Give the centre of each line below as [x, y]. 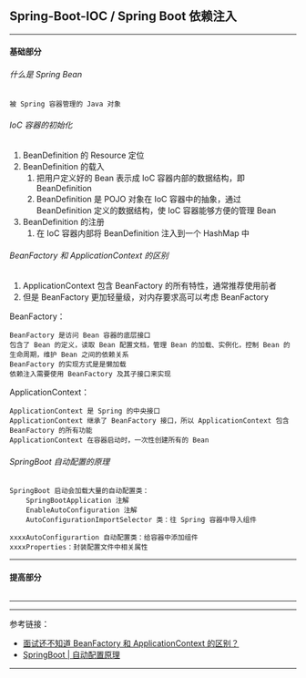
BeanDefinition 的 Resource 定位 [83, 155]
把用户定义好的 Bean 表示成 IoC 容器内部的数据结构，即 [141, 178]
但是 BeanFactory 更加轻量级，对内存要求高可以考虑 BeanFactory [145, 297]
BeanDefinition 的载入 [63, 166]
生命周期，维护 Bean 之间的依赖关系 [69, 355]
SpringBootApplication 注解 [77, 501]
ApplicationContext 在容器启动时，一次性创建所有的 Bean [109, 440]
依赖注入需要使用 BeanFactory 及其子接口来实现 [90, 375]
